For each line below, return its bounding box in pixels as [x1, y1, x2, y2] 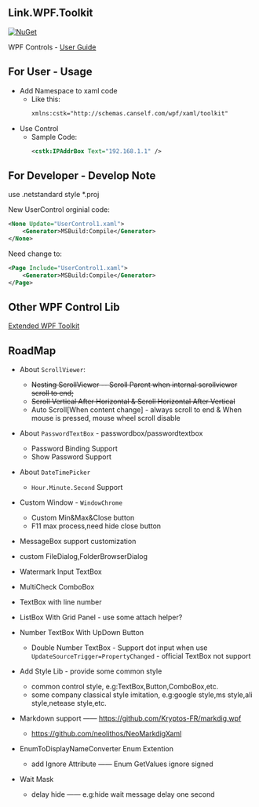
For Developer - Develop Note [8, 169, 156, 182]
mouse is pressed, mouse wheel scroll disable [31, 414, 181, 423]
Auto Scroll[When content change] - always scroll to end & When [31, 405, 242, 414]
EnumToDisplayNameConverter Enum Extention [19, 744, 174, 754]
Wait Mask [19, 775, 54, 784]
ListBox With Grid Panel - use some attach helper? [19, 612, 183, 623]
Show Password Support [31, 452, 111, 462]
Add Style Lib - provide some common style [19, 666, 162, 676]
